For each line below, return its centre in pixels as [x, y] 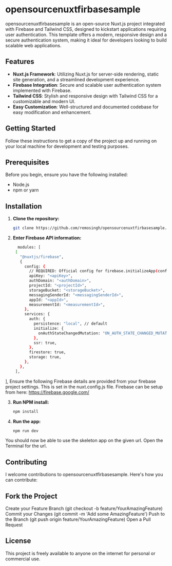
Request [14, 525]
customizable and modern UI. [44, 101]
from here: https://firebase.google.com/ [47, 392]
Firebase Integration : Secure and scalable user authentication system [87, 85]
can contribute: [21, 480]
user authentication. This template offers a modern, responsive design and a [86, 34]
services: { [37, 314]
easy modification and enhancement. [52, 112]
